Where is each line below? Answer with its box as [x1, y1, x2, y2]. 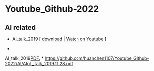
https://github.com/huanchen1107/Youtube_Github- [44, 55, 149, 61]
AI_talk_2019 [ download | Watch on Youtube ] [12, 36, 107, 42]
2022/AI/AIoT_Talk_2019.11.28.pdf [5, 61, 74, 66]
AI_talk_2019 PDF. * [5, 55, 44, 61]
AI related [5, 23, 36, 32]
